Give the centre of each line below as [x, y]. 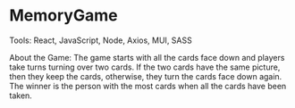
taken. [21, 96]
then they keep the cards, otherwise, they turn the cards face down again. [146, 76]
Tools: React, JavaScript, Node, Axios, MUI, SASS [101, 40]
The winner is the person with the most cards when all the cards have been [148, 86]
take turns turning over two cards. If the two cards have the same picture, [145, 67]
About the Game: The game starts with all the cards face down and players [147, 57]
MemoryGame [63, 16]
